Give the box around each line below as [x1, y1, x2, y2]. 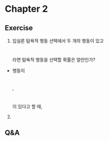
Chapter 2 [5, 3, 48, 15]
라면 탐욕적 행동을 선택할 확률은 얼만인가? [12, 56, 96, 63]
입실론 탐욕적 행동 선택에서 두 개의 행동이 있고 [12, 38, 104, 44]
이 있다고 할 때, [12, 103, 42, 109]
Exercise [5, 24, 33, 32]
